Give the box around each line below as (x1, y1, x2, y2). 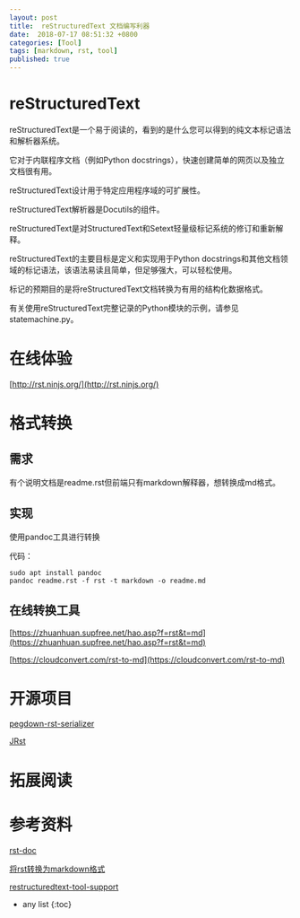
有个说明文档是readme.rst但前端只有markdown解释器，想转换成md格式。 (9, 476, 280, 487)
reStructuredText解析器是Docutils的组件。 (9, 204, 165, 214)
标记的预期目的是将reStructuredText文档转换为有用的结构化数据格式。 (9, 284, 269, 294)
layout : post (9, 13, 58, 22)
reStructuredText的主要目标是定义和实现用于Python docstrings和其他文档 (9, 253, 280, 264)
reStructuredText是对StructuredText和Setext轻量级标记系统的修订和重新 (9, 223, 276, 233)
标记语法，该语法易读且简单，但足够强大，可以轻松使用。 (24, 264, 237, 275)
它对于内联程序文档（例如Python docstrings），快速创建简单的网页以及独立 (9, 154, 285, 165)
